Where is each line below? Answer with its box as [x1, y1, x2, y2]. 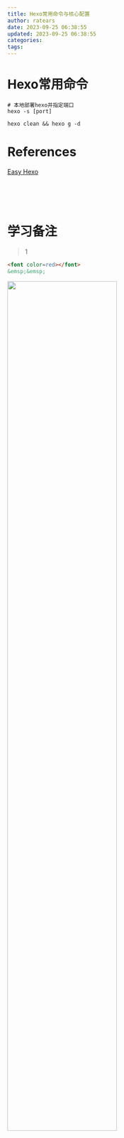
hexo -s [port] [7, 107, 52, 115]
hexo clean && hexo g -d [7, 120, 81, 127]
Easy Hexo [7, 167, 39, 176]
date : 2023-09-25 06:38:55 [7, 23, 87, 31]
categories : [7, 37, 43, 44]
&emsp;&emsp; [7, 267, 46, 275]
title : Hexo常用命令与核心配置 [7, 10, 90, 18]
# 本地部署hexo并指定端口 [7, 101, 74, 109]
